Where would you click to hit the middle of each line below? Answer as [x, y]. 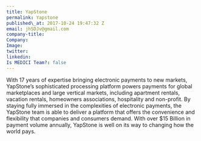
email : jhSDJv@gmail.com [38, 29]
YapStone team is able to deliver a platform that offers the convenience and [101, 112]
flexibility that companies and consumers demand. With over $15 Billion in [99, 118]
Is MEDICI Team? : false [36, 62]
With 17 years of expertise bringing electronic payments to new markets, [97, 80]
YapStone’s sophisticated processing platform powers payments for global [99, 86]
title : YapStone [27, 12]
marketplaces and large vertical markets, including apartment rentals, [93, 93]
